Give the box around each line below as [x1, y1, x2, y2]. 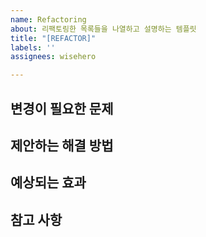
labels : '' [10, 42, 56, 53]
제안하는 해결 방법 [10, 137, 114, 154]
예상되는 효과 [10, 174, 87, 191]
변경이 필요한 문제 [10, 100, 114, 117]
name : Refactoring [10, 14, 87, 25]
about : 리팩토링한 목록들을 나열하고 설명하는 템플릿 [10, 24, 197, 34]
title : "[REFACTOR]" [10, 33, 97, 43]
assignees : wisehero [10, 52, 97, 62]
